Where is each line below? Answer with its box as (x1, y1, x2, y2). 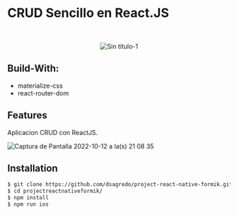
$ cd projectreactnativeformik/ (7, 187, 103, 195)
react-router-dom (17, 88, 69, 97)
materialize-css (17, 81, 63, 90)
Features (7, 110, 47, 122)
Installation (7, 162, 58, 174)
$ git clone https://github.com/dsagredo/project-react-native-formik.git (7, 181, 233, 188)
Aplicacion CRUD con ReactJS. (7, 128, 98, 136)
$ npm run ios (7, 201, 50, 208)
